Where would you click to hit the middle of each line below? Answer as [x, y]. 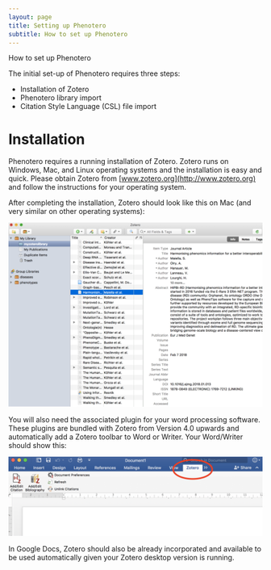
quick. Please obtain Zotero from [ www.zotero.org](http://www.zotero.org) [132, 178]
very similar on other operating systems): [77, 212]
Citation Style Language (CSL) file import [88, 107]
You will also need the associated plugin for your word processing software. [134, 419]
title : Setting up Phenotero [57, 25]
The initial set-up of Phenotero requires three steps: [94, 73]
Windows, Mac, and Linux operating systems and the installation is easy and [135, 170]
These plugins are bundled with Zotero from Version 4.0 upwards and [124, 428]
